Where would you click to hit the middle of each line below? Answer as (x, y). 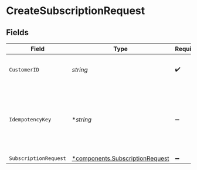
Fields (18, 33)
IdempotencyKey (30, 119)
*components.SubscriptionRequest (120, 158)
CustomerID (24, 69)
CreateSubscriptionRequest (76, 11)
